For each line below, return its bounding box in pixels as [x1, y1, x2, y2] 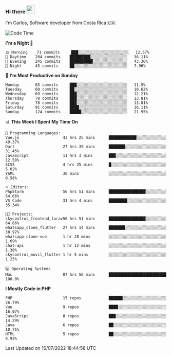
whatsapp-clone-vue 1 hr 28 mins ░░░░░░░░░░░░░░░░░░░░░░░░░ [5, 234, 167, 239]
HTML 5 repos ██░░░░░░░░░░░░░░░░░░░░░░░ [5, 332, 167, 337]
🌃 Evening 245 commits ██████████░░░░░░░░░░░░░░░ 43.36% [5, 59, 148, 64]
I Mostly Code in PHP [5, 286, 51, 292]
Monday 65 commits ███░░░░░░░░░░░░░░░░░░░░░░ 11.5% [5, 82, 146, 87]
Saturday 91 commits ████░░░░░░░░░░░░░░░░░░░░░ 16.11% [5, 105, 148, 110]
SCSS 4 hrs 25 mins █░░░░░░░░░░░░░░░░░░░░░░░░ [5, 162, 167, 167]
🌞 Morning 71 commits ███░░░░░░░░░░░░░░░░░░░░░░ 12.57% [5, 50, 150, 55]
